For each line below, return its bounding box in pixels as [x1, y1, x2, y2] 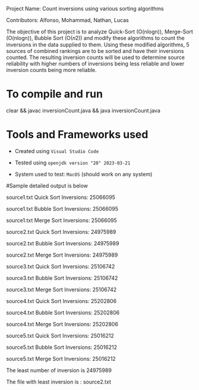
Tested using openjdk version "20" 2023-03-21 [14, 159, 131, 166]
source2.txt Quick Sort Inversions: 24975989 [6, 228, 116, 235]
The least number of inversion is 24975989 [6, 366, 112, 374]
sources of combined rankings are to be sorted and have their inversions [6, 48, 184, 54]
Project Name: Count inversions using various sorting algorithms [6, 5, 165, 12]
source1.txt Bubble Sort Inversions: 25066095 [6, 205, 119, 212]
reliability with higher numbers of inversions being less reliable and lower [6, 60, 185, 67]
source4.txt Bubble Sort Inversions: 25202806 [6, 309, 120, 316]
